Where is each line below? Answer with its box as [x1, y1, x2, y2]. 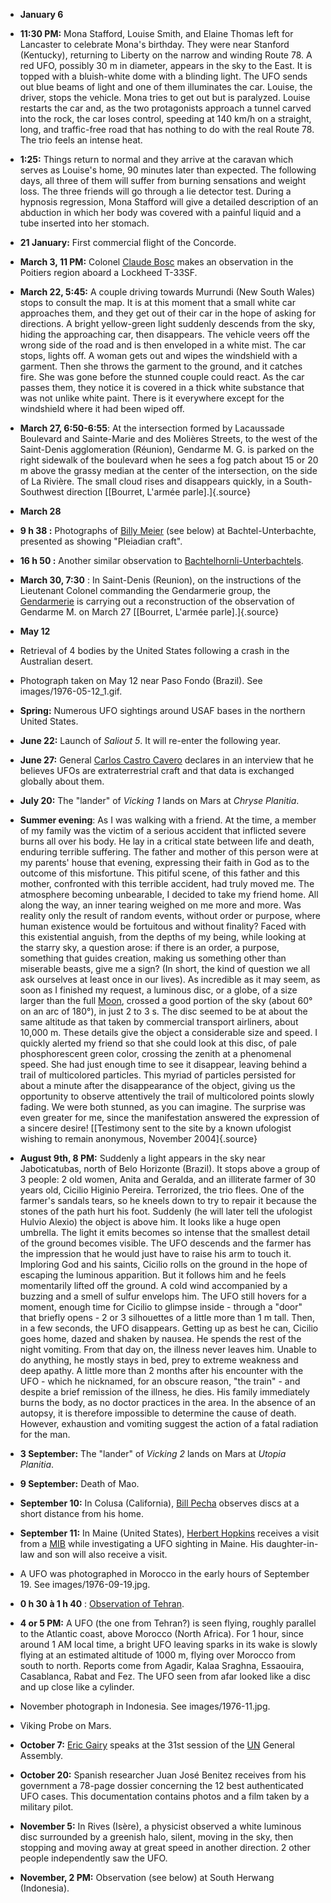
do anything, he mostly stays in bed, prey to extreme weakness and [19, 1354, 299, 1366]
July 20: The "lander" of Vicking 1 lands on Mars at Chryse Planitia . [19, 795, 300, 806]
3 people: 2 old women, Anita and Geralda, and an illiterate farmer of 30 [19, 1174, 317, 1185]
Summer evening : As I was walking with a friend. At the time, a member [19, 814, 317, 826]
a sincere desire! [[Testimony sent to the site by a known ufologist [19, 1122, 292, 1134]
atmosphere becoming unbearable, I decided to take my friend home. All [19, 889, 319, 900]
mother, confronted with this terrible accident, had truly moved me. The [19, 878, 315, 889]
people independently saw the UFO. [19, 1852, 168, 1864]
